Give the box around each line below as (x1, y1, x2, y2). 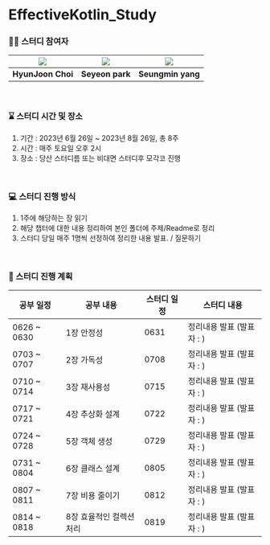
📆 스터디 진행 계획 (8, 271, 73, 282)
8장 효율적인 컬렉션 (65, 511, 135, 522)
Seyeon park (80, 68, 131, 80)
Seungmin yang (138, 68, 201, 80)
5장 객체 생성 (65, 436, 112, 447)
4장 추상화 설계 (65, 408, 121, 420)
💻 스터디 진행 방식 (8, 191, 76, 202)
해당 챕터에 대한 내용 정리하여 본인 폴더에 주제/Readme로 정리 (19, 223, 215, 233)
